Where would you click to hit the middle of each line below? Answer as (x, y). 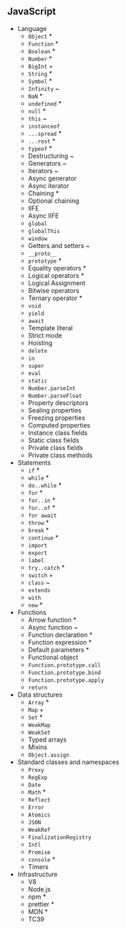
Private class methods (60, 455)
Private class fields (55, 447)
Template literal (50, 328)
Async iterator (48, 185)
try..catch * (46, 567)
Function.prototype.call (64, 665)
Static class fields (53, 440)
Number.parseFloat (55, 396)
